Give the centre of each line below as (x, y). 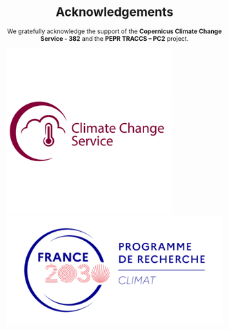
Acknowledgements (114, 12)
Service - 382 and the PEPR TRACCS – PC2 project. (114, 38)
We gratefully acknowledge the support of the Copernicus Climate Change (114, 31)
